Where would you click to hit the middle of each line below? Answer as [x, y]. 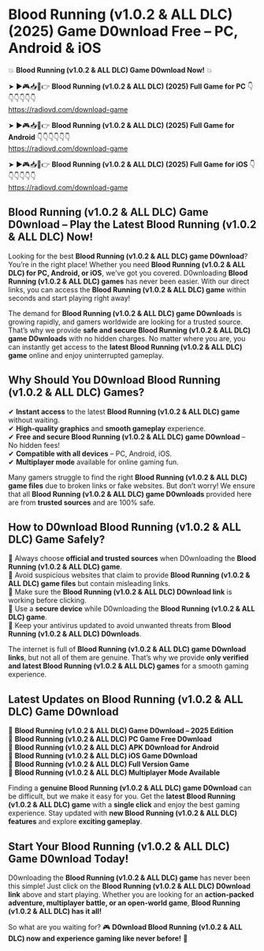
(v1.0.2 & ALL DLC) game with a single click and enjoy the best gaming [124, 805]
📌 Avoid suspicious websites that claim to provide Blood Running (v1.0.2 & [129, 575]
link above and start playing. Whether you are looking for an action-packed [131, 895]
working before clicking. [47, 600]
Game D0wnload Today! [69, 859]
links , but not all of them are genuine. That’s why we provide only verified [128, 658]
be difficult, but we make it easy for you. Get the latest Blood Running [122, 796]
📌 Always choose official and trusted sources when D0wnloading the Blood [132, 558]
